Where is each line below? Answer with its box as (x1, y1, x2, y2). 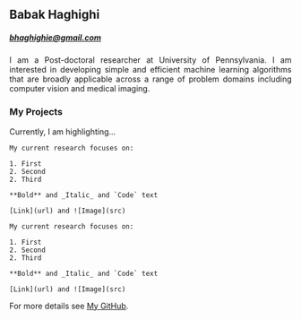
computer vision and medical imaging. (9, 83, 150, 94)
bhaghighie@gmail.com (9, 31, 101, 43)
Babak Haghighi (9, 7, 100, 22)
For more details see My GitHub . (9, 300, 129, 311)
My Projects (9, 106, 63, 118)
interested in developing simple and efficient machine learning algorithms (9, 65, 292, 75)
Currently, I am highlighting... (9, 125, 116, 137)
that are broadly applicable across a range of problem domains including (9, 74, 292, 84)
